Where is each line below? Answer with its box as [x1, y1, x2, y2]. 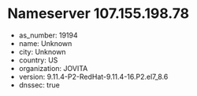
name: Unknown [18, 38, 72, 48]
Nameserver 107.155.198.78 [7, 5, 190, 23]
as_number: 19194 [18, 30, 78, 40]
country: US [18, 55, 58, 65]
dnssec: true [18, 80, 60, 90]
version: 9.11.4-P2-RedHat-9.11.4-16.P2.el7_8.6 [18, 72, 169, 81]
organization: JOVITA [18, 63, 88, 73]
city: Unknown [18, 47, 66, 56]
